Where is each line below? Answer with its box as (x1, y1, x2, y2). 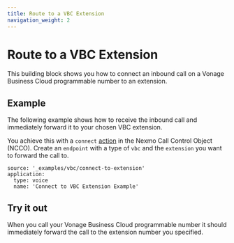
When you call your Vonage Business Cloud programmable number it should (7, 221, 227, 229)
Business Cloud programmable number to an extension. (7, 77, 168, 86)
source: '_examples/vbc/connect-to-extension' (7, 165, 145, 172)
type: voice (13, 177, 49, 185)
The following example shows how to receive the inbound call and (7, 116, 198, 124)
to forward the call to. (7, 151, 69, 160)
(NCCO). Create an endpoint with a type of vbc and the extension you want (7, 144, 222, 152)
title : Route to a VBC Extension (7, 10, 105, 17)
